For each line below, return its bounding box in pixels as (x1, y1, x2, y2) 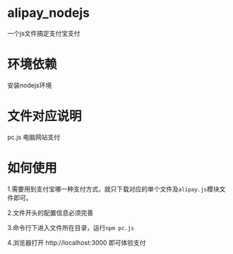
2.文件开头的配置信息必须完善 (7, 208, 94, 217)
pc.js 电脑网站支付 (7, 132, 61, 141)
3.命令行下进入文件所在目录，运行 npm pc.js (7, 223, 134, 231)
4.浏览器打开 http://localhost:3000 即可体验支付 (7, 238, 146, 247)
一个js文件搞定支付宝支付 (7, 29, 80, 37)
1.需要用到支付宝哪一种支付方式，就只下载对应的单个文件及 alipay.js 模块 (7, 184, 220, 193)
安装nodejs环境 (7, 81, 52, 89)
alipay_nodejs (7, 5, 90, 21)
